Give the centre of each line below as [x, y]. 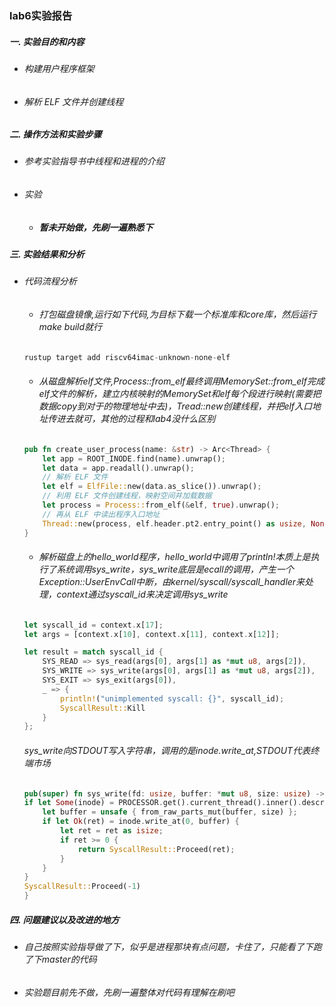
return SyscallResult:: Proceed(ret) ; [156, 849]
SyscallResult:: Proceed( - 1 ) [82, 887]
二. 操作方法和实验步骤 [55, 134]
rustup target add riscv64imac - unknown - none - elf [127, 357]
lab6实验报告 [41, 15]
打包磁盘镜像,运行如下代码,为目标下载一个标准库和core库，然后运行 [177, 314]
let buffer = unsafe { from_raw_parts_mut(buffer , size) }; [170, 812]
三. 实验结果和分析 [47, 254]
